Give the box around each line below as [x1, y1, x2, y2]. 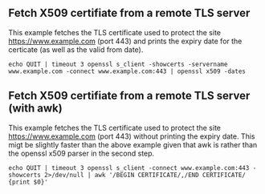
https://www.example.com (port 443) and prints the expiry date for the [8, 36, 243, 46]
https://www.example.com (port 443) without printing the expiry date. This [8, 131, 255, 141]
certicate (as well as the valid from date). [8, 44, 144, 55]
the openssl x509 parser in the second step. [8, 148, 155, 158]
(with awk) [8, 102, 63, 115]
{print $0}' [8, 178, 48, 186]
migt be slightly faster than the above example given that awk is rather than [8, 139, 258, 149]
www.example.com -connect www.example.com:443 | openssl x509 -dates [8, 67, 247, 75]
